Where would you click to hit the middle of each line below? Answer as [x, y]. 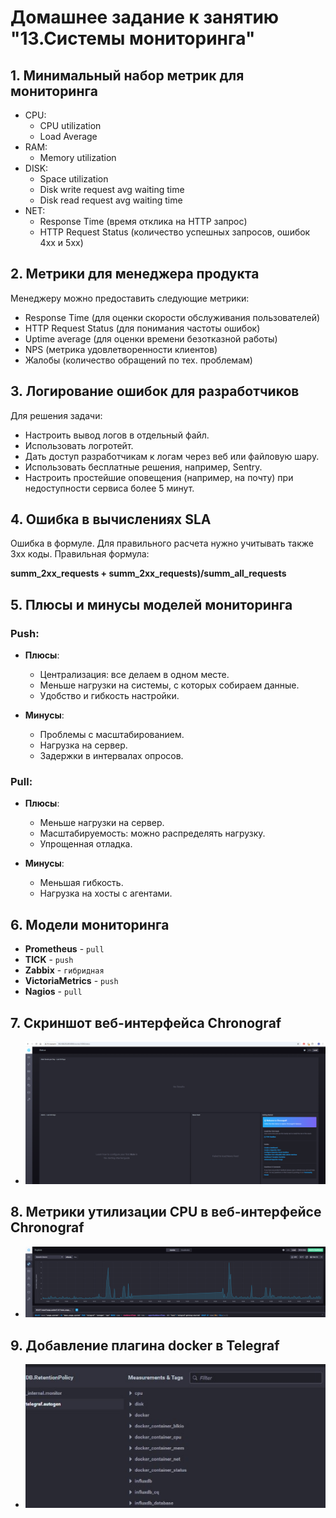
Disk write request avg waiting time [112, 189]
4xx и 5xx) [61, 242]
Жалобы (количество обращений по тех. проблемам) [138, 360]
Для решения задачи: [56, 415]
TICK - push [49, 960]
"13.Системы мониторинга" [133, 38]
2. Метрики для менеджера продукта [135, 274]
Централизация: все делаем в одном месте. [134, 675]
